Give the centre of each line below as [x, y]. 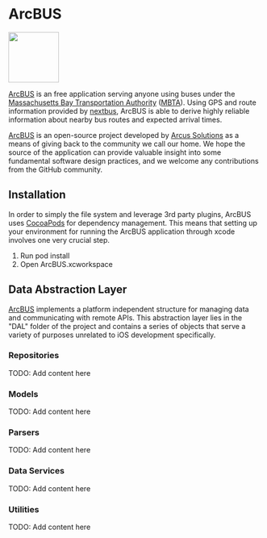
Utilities [24, 509]
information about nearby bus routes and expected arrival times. [115, 119]
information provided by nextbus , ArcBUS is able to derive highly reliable [129, 111]
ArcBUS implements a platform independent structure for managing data [129, 309]
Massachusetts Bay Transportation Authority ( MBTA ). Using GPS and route [132, 102]
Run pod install [45, 256]
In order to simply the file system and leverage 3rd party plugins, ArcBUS [130, 214]
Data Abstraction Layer [68, 290]
